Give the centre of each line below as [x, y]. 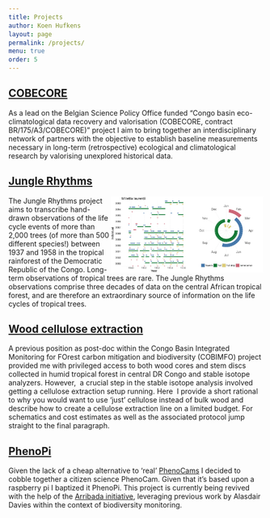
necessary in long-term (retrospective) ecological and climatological [122, 147]
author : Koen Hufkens [45, 25]
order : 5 [23, 60]
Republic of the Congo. [47, 269]
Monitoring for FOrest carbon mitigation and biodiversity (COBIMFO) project [135, 357]
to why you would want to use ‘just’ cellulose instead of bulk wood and [126, 400]
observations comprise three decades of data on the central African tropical [135, 286]
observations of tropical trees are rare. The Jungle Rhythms [125, 278]
